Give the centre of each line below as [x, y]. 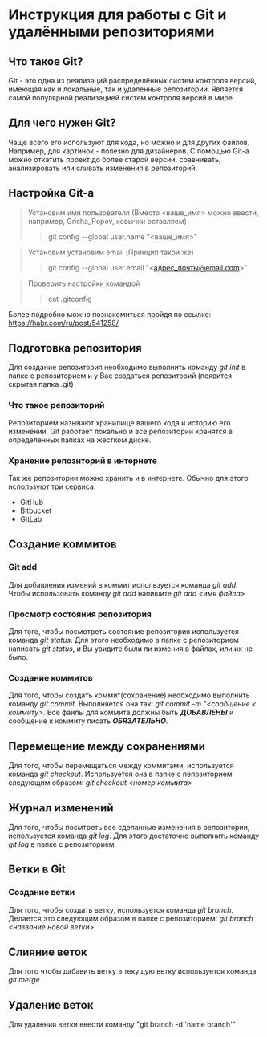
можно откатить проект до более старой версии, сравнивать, [115, 159]
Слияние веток [48, 952]
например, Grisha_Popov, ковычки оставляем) [107, 221]
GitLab [31, 519]
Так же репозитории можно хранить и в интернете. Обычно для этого [128, 478]
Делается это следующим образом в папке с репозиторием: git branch [131, 918]
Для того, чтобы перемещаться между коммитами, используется [121, 766]
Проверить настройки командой [84, 283]
